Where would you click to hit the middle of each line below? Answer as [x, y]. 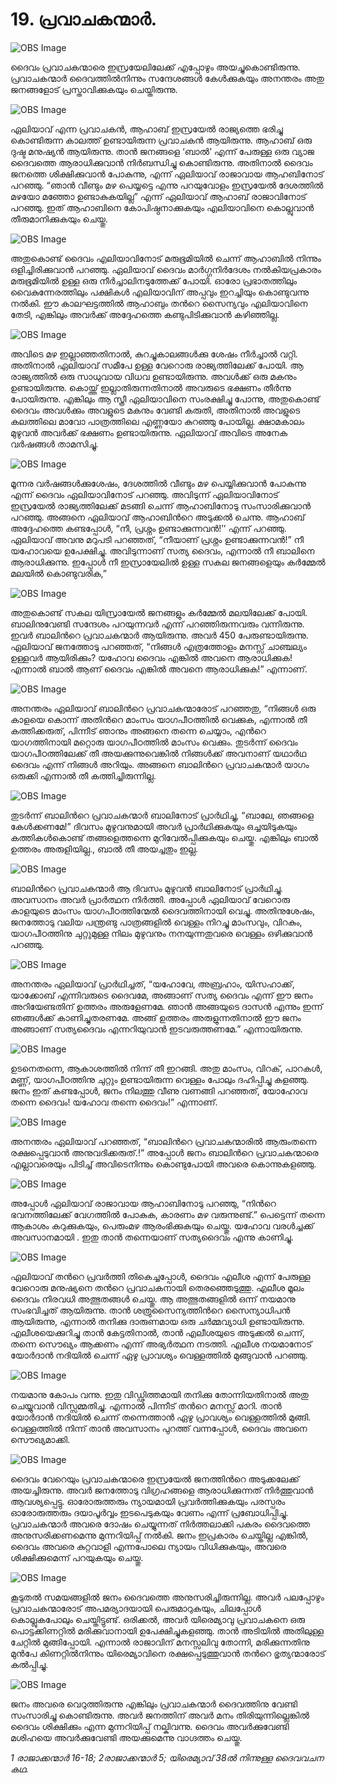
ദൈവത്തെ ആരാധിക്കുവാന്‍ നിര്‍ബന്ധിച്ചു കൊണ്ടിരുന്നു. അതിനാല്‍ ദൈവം [161, 162]
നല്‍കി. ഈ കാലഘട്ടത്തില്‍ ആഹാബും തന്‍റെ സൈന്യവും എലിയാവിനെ [159, 303]
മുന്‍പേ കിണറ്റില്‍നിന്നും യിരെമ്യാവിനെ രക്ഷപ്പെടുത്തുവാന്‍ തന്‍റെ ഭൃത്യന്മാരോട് [168, 1653]
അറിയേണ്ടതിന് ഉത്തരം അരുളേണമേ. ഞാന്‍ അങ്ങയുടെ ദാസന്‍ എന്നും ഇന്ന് [166, 1006]
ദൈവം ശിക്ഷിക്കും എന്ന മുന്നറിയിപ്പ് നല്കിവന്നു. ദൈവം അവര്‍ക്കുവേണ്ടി [150, 1726]
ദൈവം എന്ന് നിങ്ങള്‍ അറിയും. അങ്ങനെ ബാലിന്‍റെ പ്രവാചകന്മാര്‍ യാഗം [160, 764]
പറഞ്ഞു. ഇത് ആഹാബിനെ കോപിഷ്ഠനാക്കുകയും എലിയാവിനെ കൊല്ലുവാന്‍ [162, 207]
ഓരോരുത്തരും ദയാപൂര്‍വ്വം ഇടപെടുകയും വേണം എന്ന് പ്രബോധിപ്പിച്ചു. [149, 1512]
